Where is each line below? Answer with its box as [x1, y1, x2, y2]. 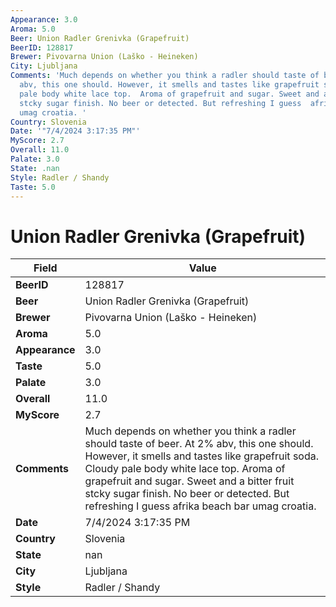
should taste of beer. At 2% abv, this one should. [84, 437, 314, 451]
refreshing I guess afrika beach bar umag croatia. [84, 499, 317, 513]
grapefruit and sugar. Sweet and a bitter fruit [84, 474, 295, 488]
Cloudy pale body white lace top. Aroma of [84, 462, 286, 476]
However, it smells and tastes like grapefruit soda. [84, 449, 320, 463]
